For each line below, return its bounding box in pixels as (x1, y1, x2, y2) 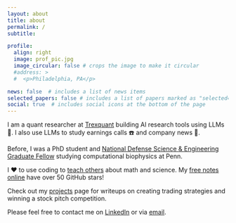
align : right (13, 49, 52, 56)
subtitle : (7, 30, 37, 37)
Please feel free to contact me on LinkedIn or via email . (7, 208, 166, 217)
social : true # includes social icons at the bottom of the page (7, 101, 206, 108)
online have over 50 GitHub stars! (7, 173, 104, 181)
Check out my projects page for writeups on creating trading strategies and (7, 187, 226, 196)
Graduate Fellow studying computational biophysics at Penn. (7, 152, 183, 160)
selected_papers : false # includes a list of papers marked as (7, 94, 197, 102)
